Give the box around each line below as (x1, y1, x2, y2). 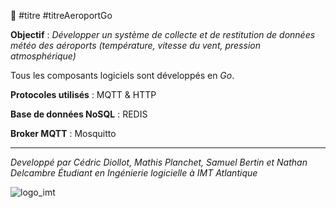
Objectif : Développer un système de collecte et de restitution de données (10, 29, 316, 40)
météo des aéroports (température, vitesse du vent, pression (10, 40, 261, 51)
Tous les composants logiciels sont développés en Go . (10, 70, 235, 81)
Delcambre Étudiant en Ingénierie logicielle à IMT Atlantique (10, 167, 258, 179)
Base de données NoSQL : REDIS (10, 108, 148, 120)
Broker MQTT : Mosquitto (10, 128, 117, 139)
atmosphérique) (10, 50, 77, 62)
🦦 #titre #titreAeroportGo (10, 10, 113, 21)
